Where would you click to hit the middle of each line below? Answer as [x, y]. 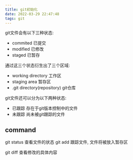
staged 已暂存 [26, 55]
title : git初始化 [21, 9]
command [21, 130]
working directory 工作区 [37, 76]
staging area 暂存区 [31, 82]
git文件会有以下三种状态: [30, 33]
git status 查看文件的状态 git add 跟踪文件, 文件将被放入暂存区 [66, 142]
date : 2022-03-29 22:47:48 [32, 14]
